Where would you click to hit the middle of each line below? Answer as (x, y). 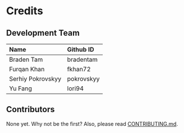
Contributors (31, 110)
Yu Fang (21, 88)
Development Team (43, 33)
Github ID (81, 50)
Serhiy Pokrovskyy (35, 79)
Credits (25, 11)
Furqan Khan (27, 69)
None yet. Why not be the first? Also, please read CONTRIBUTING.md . (92, 123)
